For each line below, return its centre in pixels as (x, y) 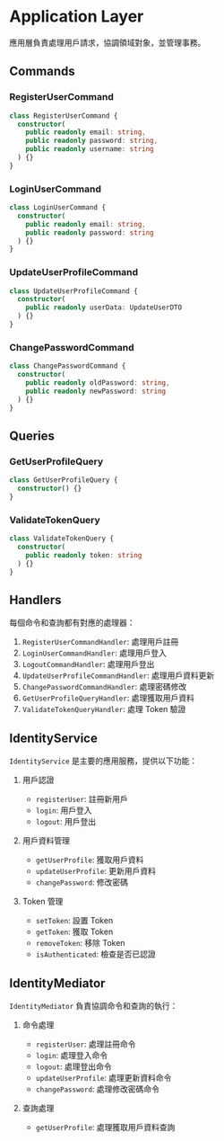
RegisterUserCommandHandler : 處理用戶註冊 (100, 642)
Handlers (35, 600)
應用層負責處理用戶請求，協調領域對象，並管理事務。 (108, 42)
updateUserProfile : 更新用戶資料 (96, 871)
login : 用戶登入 (64, 810)
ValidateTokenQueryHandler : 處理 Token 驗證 (104, 709)
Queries (32, 436)
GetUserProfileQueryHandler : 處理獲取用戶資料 (108, 698)
